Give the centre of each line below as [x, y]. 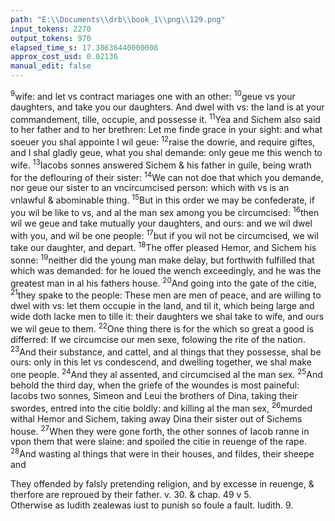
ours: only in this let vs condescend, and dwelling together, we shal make [161, 362]
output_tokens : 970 [51, 38]
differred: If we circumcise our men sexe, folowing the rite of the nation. [158, 339]
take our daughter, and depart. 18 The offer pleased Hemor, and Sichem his [163, 246]
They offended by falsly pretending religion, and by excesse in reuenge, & [162, 483]
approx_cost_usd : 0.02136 [64, 57]
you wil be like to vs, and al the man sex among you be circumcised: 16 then [165, 211]
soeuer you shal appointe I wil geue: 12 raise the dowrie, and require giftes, [163, 141]
